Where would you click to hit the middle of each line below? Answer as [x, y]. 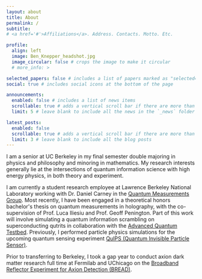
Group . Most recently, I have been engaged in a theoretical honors [88, 200]
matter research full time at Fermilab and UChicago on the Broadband [93, 263]
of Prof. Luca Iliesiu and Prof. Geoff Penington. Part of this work [115, 213]
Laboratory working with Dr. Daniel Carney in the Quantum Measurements [98, 194]
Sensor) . [17, 245]
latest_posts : [24, 122]
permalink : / [23, 23]
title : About [23, 17]
